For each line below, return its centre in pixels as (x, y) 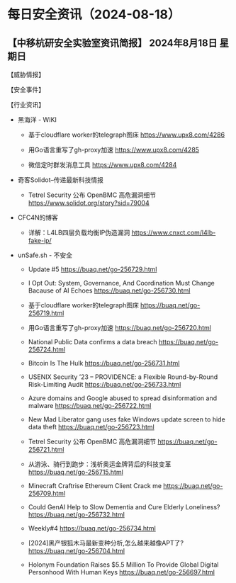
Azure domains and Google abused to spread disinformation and (123, 398)
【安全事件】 (26, 90)
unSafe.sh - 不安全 (45, 255)
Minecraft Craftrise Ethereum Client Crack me (95, 486)
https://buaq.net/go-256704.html (77, 551)
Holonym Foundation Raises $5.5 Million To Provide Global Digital (123, 565)
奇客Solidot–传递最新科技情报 (61, 180)
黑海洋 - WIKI (37, 120)
